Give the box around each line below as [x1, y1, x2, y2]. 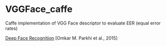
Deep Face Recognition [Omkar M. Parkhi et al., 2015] [5, 35, 118, 41]
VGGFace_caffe [5, 3, 73, 15]
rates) [5, 25, 18, 31]
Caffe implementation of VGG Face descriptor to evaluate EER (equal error [5, 20, 161, 26]
